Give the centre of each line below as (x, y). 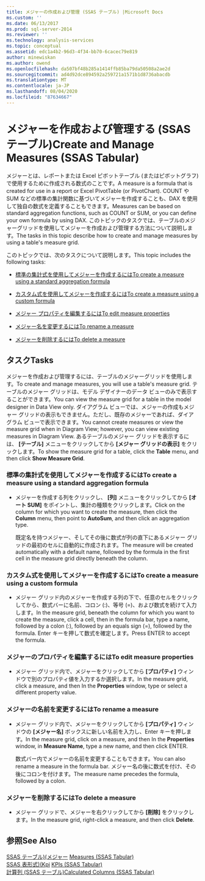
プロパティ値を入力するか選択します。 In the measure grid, (115, 679)
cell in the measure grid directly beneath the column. (81, 558)
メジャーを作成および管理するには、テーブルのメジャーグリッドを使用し (97, 376)
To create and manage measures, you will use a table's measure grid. (103, 384)
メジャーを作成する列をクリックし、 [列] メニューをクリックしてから (101, 497)
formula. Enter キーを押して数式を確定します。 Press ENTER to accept (103, 633)
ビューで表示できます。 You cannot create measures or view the (103, 422)
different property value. (46, 692)
